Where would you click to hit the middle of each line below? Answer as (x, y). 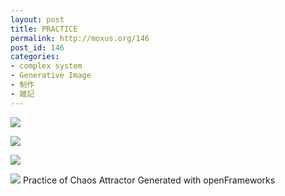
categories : (35, 57)
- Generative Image (51, 76)
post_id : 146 (37, 47)
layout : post (37, 19)
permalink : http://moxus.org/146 (80, 38)
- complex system (46, 66)
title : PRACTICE (44, 29)
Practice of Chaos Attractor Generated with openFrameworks (149, 180)
